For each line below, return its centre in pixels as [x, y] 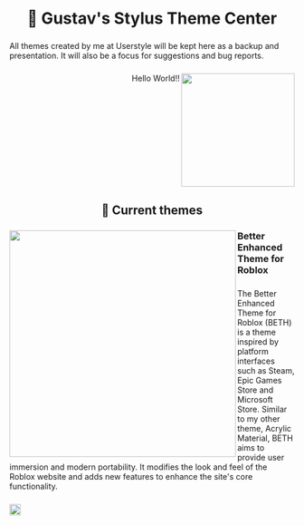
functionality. [34, 486]
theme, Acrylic [265, 429]
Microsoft [255, 400]
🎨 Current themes [152, 211]
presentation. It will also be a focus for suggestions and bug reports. [137, 56]
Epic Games [260, 381]
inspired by [258, 342]
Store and [256, 390]
